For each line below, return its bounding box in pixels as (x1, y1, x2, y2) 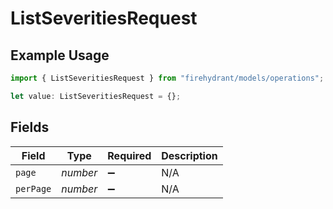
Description (161, 148, 218, 162)
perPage (15, 183, 52, 194)
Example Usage (10, 47, 110, 64)
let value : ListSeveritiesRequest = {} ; (10, 91, 182, 101)
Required (107, 148, 152, 162)
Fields (10, 119, 50, 136)
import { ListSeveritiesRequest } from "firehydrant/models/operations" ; (10, 73, 325, 83)
